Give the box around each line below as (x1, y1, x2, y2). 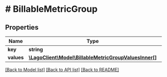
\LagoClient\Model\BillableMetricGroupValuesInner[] (28, 54, 157, 61)
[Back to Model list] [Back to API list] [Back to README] (5, 67, 119, 73)
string (28, 46, 43, 53)
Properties (5, 23, 39, 32)
